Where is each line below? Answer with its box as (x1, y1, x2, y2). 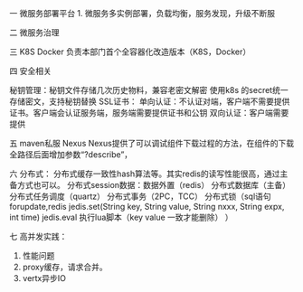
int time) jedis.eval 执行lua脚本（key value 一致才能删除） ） (9, 212, 233, 222)
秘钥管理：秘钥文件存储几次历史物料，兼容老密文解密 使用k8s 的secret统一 (9, 85, 289, 95)
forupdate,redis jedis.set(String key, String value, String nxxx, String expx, (9, 202, 285, 212)
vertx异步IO (22, 273, 66, 283)
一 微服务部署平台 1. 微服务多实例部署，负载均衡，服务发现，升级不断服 (9, 8, 276, 18)
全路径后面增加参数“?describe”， (9, 149, 133, 160)
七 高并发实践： (9, 231, 68, 241)
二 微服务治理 (9, 27, 60, 38)
